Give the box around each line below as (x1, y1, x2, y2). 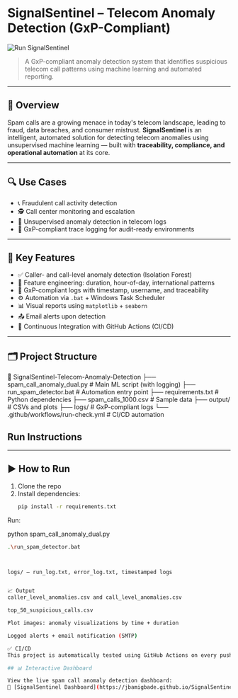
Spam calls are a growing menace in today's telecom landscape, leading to (7, 118, 226, 127)
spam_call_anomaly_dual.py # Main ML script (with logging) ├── (7, 380, 196, 389)
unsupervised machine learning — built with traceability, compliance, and (7, 140, 225, 149)
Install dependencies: (17, 489, 81, 498)
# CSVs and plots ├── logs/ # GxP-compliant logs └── (7, 403, 169, 411)
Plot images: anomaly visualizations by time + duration (7, 619, 179, 627)
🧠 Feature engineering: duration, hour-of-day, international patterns (17, 278, 215, 287)
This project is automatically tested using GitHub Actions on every (7, 651, 217, 659)
